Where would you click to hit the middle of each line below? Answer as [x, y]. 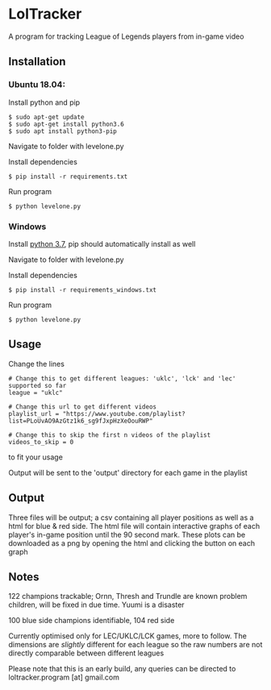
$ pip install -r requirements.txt [68, 177]
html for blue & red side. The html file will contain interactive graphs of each [134, 526]
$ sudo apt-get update [46, 117]
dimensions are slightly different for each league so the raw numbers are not [135, 645]
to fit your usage [35, 457]
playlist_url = [34, 414]
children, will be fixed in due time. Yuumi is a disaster [96, 605]
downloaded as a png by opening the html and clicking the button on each [132, 543]
